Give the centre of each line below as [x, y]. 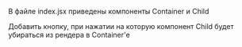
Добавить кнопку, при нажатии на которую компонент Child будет [121, 26]
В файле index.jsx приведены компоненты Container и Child [109, 11]
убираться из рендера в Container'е [69, 35]
